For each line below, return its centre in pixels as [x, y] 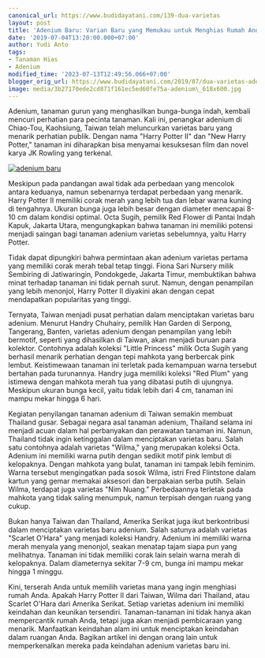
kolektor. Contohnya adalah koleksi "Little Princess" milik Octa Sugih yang [128, 349]
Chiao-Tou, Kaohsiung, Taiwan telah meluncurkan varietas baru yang [120, 128]
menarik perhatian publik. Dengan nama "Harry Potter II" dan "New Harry [127, 136]
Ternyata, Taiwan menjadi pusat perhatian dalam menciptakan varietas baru [131, 315]
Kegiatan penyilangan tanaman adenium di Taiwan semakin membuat [121, 414]
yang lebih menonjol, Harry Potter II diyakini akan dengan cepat [111, 291]
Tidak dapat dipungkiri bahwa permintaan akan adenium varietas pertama [128, 258]
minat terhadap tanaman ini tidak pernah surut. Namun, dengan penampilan [131, 283]
